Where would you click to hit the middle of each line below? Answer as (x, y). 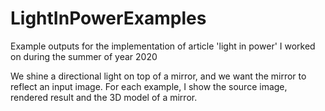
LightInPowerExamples (108, 18)
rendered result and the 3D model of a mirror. (104, 97)
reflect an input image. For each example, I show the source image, (149, 86)
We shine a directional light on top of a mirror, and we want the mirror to (158, 76)
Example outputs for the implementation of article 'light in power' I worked (163, 46)
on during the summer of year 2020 (84, 56)
